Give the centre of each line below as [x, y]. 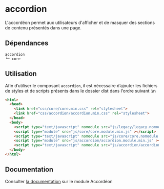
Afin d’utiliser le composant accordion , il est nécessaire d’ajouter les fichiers [81, 85]
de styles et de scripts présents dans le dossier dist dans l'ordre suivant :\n [81, 91]
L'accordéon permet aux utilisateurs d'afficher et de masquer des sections [80, 23]
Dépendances [27, 43]
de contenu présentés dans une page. [43, 27]
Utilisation [21, 74]
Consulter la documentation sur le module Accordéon [59, 181]
